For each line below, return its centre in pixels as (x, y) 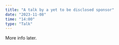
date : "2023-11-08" (26, 14)
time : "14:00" (20, 19)
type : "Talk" (19, 24)
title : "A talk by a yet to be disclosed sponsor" (60, 10)
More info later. (21, 38)
